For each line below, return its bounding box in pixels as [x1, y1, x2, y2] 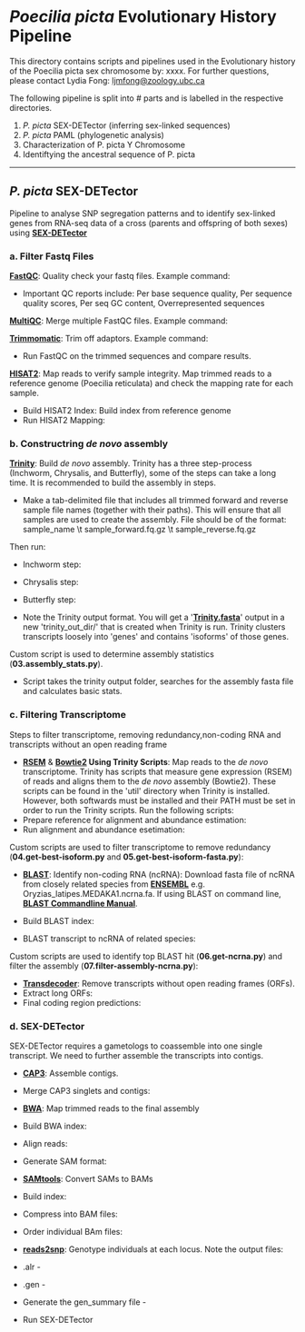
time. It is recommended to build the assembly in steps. [9, 477, 216, 488]
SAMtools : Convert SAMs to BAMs [22, 1173, 153, 1184]
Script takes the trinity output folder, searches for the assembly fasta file [22, 676, 294, 687]
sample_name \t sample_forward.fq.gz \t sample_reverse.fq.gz [22, 524, 257, 535]
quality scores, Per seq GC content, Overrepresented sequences [22, 298, 265, 309]
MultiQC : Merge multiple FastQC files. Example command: [9, 315, 229, 326]
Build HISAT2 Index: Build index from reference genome [22, 405, 231, 416]
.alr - [22, 1261, 41, 1272]
